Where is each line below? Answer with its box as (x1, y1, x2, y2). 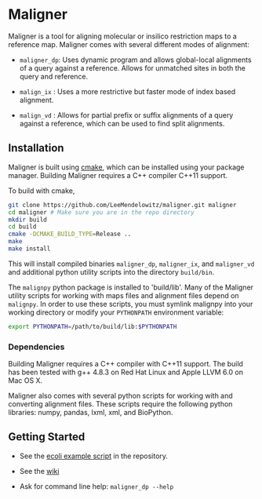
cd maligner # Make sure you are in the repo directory (8, 208, 195, 217)
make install (8, 245, 51, 253)
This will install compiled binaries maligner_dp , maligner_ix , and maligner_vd (8, 259, 255, 268)
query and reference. (19, 71, 89, 81)
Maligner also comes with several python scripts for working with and (8, 391, 233, 401)
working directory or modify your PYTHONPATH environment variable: (8, 308, 224, 317)
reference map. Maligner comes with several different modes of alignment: (8, 39, 249, 49)
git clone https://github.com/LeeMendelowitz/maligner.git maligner (8, 201, 237, 209)
